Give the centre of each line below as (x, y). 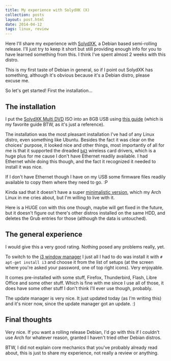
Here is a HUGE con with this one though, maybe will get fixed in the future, (84, 207)
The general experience (44, 234)
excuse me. (17, 81)
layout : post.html (25, 19)
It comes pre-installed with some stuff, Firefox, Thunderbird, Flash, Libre (81, 277)
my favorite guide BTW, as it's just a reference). (55, 124)
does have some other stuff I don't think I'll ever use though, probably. (79, 288)
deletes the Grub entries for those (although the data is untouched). (76, 218)
